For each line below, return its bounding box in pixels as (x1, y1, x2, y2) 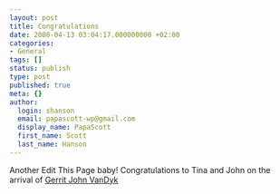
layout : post (9, 13, 59, 23)
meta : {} (9, 89, 43, 98)
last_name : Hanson (17, 140, 88, 149)
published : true (9, 81, 71, 90)
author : (9, 97, 39, 107)
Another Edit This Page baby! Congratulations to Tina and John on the (9, 164, 271, 175)
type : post (9, 73, 51, 82)
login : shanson (17, 106, 75, 115)
